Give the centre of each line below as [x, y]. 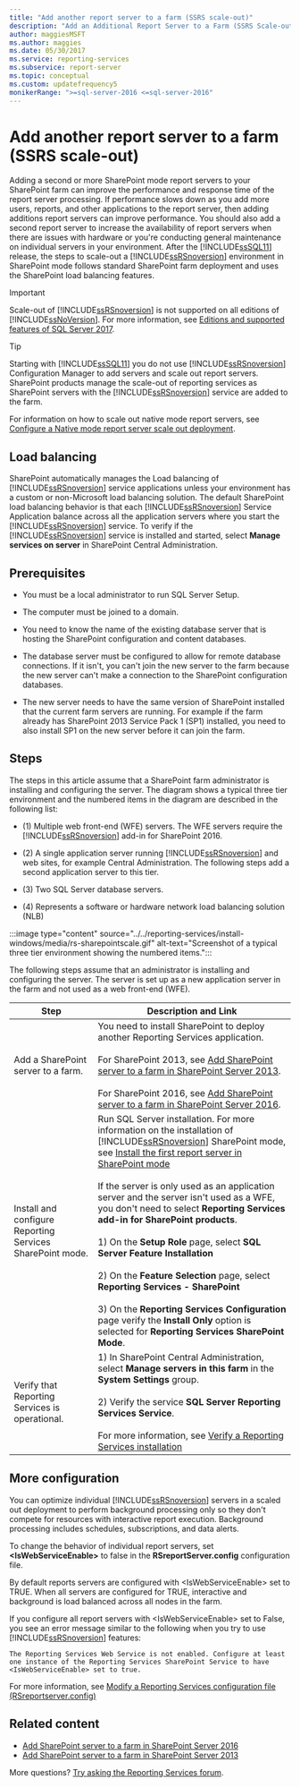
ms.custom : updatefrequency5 [63, 84]
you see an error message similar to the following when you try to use [137, 1628]
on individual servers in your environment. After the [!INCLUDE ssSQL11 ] [141, 247]
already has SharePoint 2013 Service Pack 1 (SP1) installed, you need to [154, 721]
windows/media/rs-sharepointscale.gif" [82, 943]
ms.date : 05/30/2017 [48, 51]
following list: [33, 808]
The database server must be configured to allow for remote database [151, 656]
